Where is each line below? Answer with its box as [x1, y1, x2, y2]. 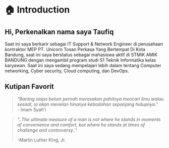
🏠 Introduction [5, 4, 70, 16]
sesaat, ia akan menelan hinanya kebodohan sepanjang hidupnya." [17, 101, 158, 107]
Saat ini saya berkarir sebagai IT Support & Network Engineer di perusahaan [5, 41, 163, 47]
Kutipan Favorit [5, 82, 54, 91]
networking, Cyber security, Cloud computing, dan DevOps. [5, 68, 129, 74]
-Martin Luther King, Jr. [17, 137, 66, 143]
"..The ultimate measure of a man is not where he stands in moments [17, 116, 161, 122]
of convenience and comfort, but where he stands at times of [17, 122, 145, 128]
